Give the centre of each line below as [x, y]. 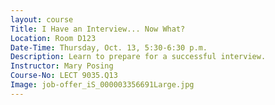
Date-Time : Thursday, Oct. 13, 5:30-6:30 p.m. [109, 47]
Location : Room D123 [53, 38]
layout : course [42, 19]
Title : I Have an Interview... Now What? [98, 29]
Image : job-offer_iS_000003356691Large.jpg [102, 85]
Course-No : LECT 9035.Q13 [64, 76]
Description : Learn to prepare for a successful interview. [138, 57]
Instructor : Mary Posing [62, 66]
